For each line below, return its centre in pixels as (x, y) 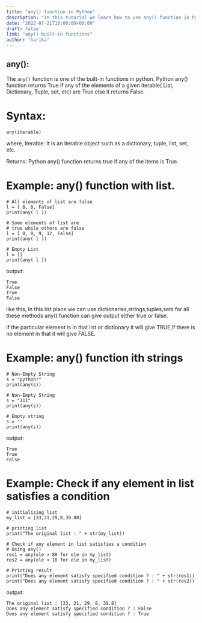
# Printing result (29, 571)
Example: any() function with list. (91, 185)
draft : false (23, 29)
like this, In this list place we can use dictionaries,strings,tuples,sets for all (98, 309)
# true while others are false (45, 228)
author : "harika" (28, 40)
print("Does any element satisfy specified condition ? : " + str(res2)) (101, 581)
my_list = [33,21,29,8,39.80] (44, 517)
